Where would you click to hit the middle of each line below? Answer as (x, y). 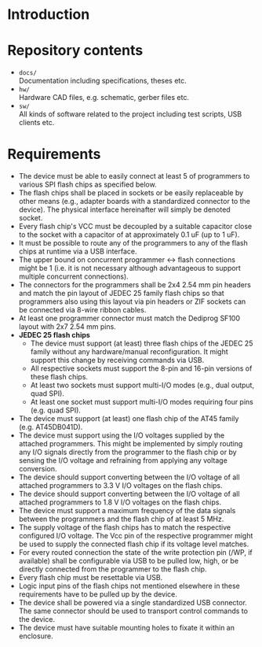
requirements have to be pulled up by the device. (98, 594)
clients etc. (36, 123)
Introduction (49, 15)
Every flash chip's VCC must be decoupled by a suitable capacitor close (135, 227)
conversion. (38, 469)
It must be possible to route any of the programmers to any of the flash (133, 243)
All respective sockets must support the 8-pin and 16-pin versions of (141, 368)
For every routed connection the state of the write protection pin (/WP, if (135, 553)
